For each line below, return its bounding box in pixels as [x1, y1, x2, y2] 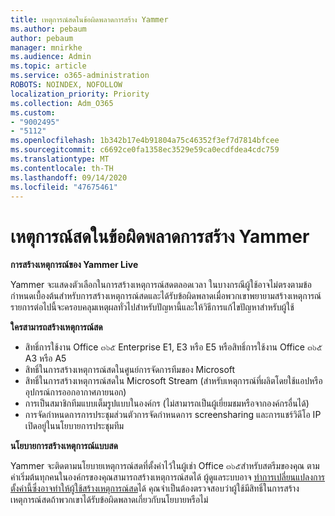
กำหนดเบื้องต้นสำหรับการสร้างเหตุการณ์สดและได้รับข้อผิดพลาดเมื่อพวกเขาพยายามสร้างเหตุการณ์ [10, 290, 322, 302]
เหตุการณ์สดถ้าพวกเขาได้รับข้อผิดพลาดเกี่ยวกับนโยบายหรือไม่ [10, 494, 209, 506]
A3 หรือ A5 [24, 352, 67, 365]
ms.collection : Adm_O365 [10, 98, 114, 108]
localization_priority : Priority [10, 89, 150, 99]
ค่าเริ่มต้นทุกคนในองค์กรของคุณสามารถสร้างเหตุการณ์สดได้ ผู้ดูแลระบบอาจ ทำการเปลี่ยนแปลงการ [10, 471, 326, 483]
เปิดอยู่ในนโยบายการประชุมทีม [24, 420, 125, 432]
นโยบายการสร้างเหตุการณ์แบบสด [10, 440, 119, 452]
